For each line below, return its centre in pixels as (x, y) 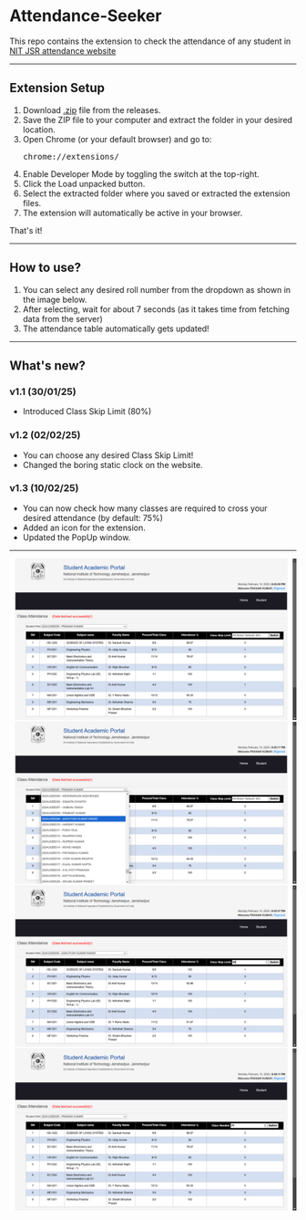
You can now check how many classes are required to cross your (145, 508)
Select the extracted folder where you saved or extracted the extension (156, 193)
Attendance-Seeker (86, 16)
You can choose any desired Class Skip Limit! (108, 455)
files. (32, 203)
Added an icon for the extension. (84, 527)
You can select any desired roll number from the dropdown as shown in (157, 289)
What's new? (48, 365)
